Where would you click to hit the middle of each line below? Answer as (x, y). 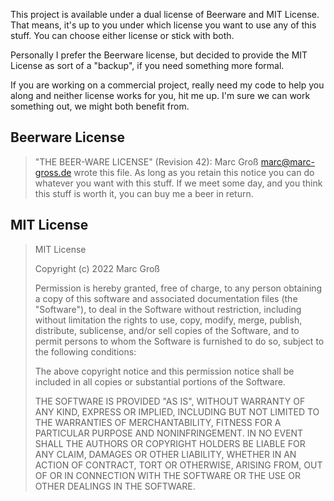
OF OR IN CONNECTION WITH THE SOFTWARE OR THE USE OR (167, 475)
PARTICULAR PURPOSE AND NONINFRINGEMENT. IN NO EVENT (169, 433)
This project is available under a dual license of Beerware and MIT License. (165, 14)
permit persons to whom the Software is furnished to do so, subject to (179, 341)
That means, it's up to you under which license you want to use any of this (163, 25)
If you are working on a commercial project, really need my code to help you (167, 85)
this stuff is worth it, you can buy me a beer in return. (144, 193)
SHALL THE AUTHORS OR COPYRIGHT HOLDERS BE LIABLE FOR (170, 443)
